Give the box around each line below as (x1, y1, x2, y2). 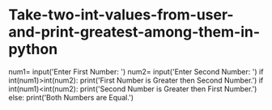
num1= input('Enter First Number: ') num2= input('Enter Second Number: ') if (8, 66, 264, 76)
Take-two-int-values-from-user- (8, 6, 234, 24)
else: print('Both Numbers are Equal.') (8, 92, 134, 102)
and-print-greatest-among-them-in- (8, 23, 261, 41)
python (8, 40, 58, 58)
